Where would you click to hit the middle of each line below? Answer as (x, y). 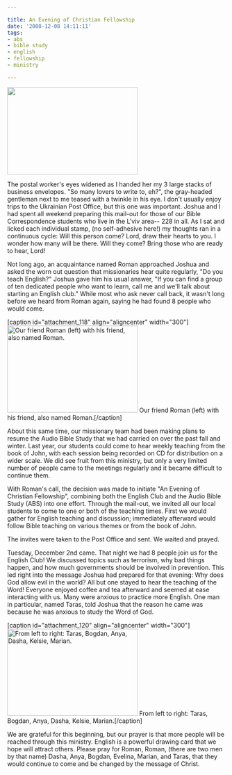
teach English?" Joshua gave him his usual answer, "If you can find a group (115, 279)
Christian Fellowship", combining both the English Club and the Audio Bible (114, 496)
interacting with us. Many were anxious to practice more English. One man (114, 597)
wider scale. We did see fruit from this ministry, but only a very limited (107, 460)
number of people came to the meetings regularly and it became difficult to (115, 468)
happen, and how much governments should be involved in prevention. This (116, 567)
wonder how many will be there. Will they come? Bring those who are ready (115, 243)
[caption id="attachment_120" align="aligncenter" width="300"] (99, 625)
